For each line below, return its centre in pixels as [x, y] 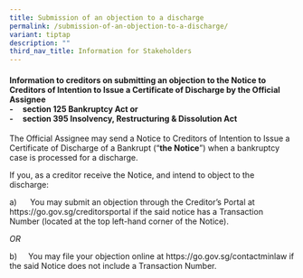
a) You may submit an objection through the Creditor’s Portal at [132, 202]
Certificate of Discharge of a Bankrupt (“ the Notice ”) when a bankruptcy [145, 148]
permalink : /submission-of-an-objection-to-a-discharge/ [119, 26]
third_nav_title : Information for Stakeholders [101, 51]
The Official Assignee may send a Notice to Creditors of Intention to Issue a [150, 139]
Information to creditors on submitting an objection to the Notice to [138, 80]
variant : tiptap [40, 34]
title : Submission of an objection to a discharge [107, 18]
